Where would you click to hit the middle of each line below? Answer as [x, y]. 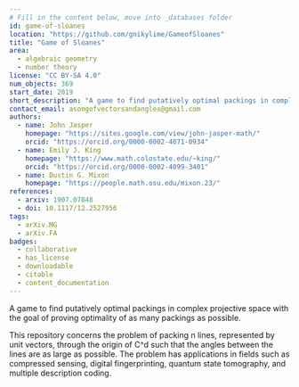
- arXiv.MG [37, 225]
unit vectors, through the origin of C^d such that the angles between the [141, 344]
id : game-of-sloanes [48, 26]
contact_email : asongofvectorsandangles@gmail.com [105, 109]
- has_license [43, 258]
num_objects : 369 [41, 84]
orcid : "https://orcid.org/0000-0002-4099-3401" [117, 167]
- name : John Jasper [55, 126]
